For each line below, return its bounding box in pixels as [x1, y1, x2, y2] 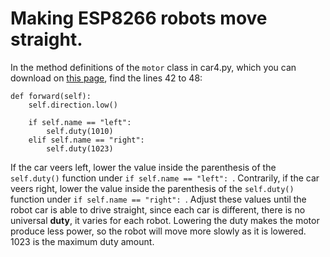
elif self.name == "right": [28, 135, 145, 145]
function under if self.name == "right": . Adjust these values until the [10, 193, 307, 205]
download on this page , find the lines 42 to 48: [10, 72, 203, 84]
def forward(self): [10, 91, 92, 101]
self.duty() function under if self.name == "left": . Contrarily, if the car [10, 172, 320, 184]
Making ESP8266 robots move [10, 7, 268, 30]
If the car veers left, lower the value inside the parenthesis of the [10, 161, 277, 173]
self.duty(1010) [46, 126, 114, 136]
